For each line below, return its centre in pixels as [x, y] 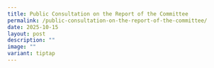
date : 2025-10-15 [33, 27]
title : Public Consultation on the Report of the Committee [98, 14]
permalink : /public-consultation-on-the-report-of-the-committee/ [107, 21]
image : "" [22, 47]
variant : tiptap [31, 54]
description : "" [31, 40]
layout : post [27, 34]
